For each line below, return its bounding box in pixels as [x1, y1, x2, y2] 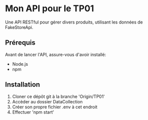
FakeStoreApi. [5, 24, 33, 30]
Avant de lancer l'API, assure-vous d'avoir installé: [5, 51, 106, 57]
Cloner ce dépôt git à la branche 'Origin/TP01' [12, 94, 105, 99]
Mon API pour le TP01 [5, 3, 94, 14]
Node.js [12, 61, 28, 67]
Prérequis [5, 39, 36, 47]
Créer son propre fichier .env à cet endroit [12, 104, 98, 110]
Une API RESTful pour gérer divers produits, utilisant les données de [5, 19, 143, 25]
